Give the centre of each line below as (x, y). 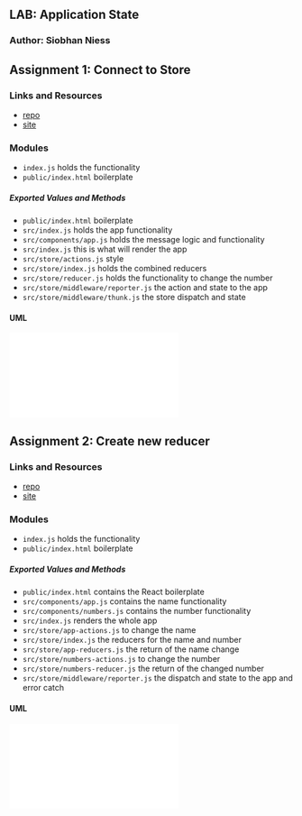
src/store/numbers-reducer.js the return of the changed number (143, 669)
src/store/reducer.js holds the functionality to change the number (147, 278)
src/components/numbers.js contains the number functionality (137, 611)
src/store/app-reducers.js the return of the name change (131, 649)
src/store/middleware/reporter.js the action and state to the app (145, 288)
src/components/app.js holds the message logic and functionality (143, 240)
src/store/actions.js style (73, 259)
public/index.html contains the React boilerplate (113, 592)
